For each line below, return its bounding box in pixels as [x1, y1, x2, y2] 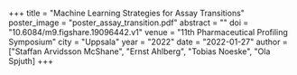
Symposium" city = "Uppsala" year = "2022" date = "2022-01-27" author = [8, 36, 288, 47]
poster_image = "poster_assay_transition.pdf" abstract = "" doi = [8, 17, 249, 28]
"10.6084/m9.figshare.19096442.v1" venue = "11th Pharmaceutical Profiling [8, 27, 288, 37]
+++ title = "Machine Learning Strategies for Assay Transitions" [8, 8, 246, 18]
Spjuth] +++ [8, 56, 53, 66]
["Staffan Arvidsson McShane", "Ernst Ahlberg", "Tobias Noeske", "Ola [8, 46, 271, 57]
